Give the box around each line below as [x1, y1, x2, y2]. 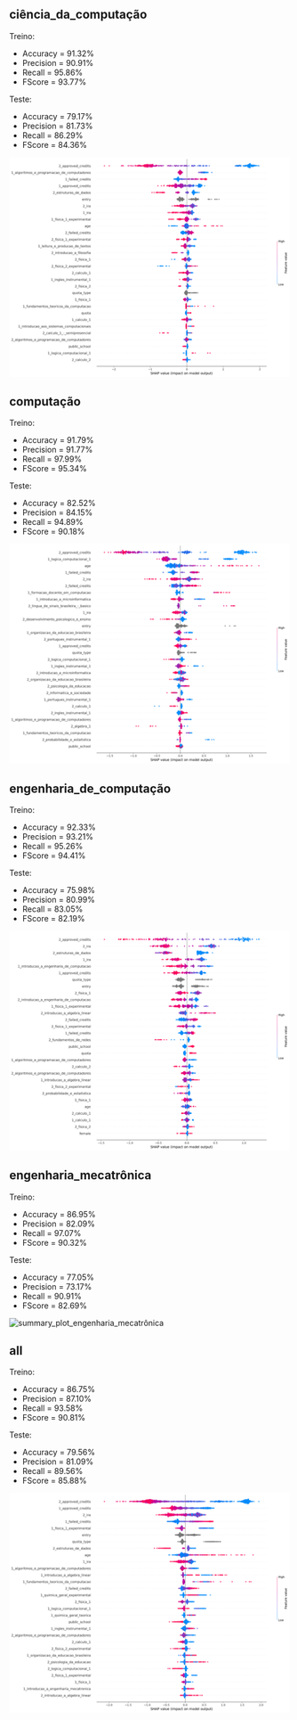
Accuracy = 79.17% [21, 111, 93, 121]
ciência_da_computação [9, 7, 148, 22]
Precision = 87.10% [21, 1394, 92, 1405]
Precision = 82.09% [21, 1218, 96, 1229]
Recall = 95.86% [21, 67, 84, 78]
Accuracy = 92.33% [21, 822, 96, 832]
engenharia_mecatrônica [9, 1167, 152, 1184]
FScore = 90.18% [21, 526, 85, 537]
